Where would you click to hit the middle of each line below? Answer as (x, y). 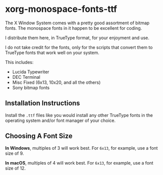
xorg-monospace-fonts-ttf (61, 9)
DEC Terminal (26, 77)
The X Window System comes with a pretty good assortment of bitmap (77, 23)
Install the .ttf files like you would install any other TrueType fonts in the (79, 115)
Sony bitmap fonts (31, 87)
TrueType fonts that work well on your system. (52, 53)
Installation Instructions (43, 103)
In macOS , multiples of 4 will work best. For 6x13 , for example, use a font (79, 163)
